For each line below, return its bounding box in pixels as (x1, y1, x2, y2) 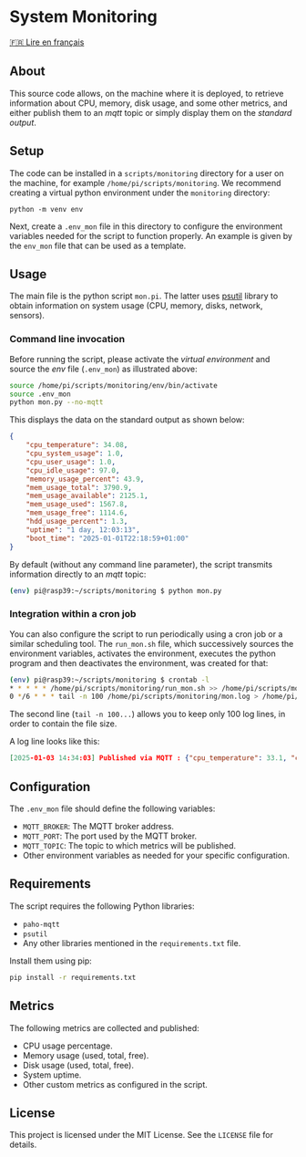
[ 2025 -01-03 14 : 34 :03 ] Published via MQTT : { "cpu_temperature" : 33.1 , (9, 754, 288, 763)
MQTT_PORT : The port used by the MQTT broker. (22, 830, 198, 841)
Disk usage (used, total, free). (22, 1059, 135, 1070)
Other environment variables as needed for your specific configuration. (22, 850, 290, 861)
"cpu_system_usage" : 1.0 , (25, 449, 125, 458)
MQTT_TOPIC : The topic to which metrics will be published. (22, 840, 237, 851)
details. (9, 1139, 37, 1151)
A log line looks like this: (9, 736, 100, 747)
